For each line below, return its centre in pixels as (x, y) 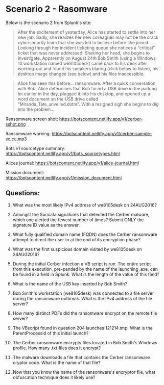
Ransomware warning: (28, 133)
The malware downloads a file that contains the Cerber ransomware (81, 357)
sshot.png (16, 124)
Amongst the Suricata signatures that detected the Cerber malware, (81, 214)
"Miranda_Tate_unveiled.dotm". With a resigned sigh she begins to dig (88, 104)
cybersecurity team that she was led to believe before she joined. (83, 42)
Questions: (23, 193)
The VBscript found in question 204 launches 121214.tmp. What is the (83, 328)
